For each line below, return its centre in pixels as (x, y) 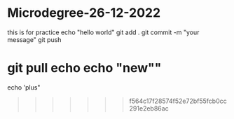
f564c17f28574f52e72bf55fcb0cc (178, 101)
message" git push (34, 39)
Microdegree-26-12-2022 (84, 13)
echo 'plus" (24, 87)
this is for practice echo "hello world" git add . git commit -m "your (103, 32)
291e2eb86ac (149, 108)
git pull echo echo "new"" (84, 68)
